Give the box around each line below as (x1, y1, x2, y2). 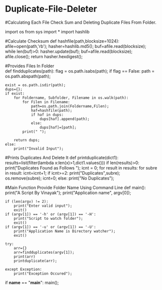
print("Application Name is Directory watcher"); (14, 229, 116, 233)
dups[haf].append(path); (39, 116, 90, 122)
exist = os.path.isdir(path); (5, 82, 66, 88)
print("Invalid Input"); (14, 146, 64, 151)
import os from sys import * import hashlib (5, 29, 90, 34)
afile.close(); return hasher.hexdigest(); (5, 53, 83, 59)
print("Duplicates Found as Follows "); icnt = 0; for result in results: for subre (5, 165, 157, 170)
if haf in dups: (30, 112, 64, 117)
